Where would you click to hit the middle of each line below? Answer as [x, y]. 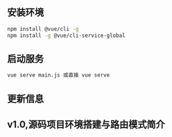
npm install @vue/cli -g [43, 29]
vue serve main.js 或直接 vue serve [59, 75]
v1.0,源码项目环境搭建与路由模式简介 [86, 125]
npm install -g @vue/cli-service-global [67, 35]
